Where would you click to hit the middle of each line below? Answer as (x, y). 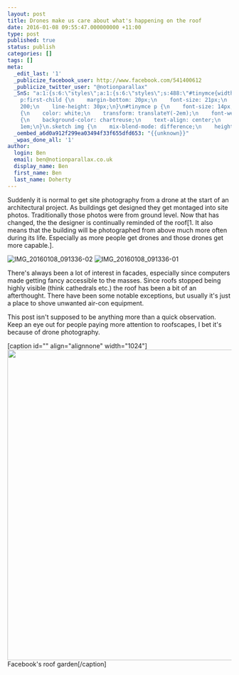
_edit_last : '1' (38, 73)
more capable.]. (31, 245)
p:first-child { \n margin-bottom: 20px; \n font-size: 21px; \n (124, 100)
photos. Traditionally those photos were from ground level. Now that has (113, 215)
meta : (15, 67)
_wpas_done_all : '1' (44, 140)
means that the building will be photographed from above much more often (117, 230)
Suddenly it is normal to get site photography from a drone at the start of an (118, 199)
